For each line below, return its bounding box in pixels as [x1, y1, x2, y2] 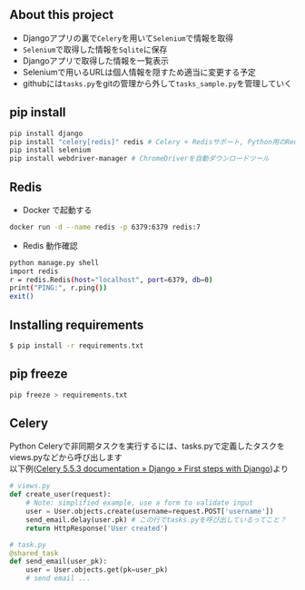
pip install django [9, 129, 84, 138]
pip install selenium [9, 145, 92, 155]
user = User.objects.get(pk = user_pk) [25, 565, 169, 575]
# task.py [9, 540, 47, 549]
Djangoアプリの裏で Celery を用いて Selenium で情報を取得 [22, 32, 234, 44]
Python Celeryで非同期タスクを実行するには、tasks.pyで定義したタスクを [9, 440, 285, 452]
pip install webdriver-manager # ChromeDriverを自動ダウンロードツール [9, 154, 270, 163]
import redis [9, 267, 59, 276]
